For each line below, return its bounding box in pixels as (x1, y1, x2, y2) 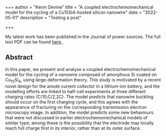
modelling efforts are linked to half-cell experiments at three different (5, 88, 146, 94)
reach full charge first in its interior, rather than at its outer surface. (5, 125, 141, 131)
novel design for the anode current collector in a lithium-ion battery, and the (5, 83, 160, 89)
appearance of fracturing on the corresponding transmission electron (5, 104, 147, 110)
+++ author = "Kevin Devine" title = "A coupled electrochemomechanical (5, 4, 154, 10)
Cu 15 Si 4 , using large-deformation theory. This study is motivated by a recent (5, 76, 161, 84)
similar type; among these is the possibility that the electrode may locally (5, 120, 154, 126)
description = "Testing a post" (20, 15, 82, 20)
